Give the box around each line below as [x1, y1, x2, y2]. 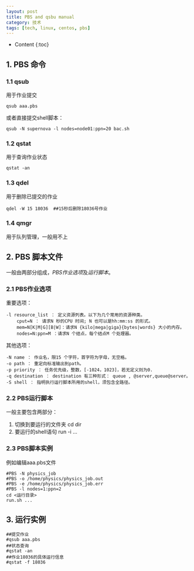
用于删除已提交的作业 [6, 193, 57, 200]
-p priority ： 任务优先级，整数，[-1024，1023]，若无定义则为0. [6, 367, 154, 373]
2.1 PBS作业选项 [6, 285, 52, 293]
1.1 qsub [6, 77, 29, 86]
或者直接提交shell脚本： [6, 114, 64, 121]
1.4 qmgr [6, 219, 32, 227]
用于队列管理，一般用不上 [6, 233, 68, 240]
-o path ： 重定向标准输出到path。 [6, 361, 84, 366]
